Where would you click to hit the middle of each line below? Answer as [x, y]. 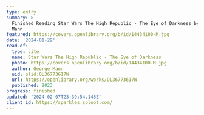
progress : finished [31, 91]
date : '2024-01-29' [31, 40]
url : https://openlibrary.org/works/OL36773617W [74, 80]
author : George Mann [38, 68]
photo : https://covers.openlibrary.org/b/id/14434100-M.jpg [89, 63]
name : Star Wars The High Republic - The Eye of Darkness [87, 57]
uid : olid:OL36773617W [40, 74]
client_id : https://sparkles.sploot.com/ [59, 102]
